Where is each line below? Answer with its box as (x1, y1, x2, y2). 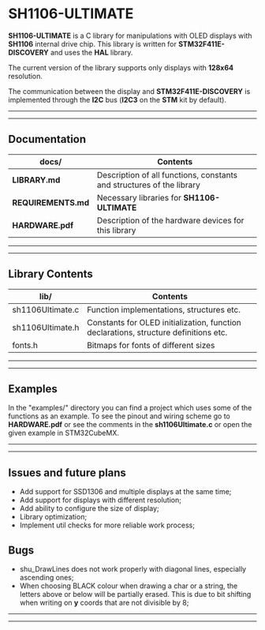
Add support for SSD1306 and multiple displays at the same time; (19, 487, 232, 497)
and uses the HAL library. (50, 47, 133, 57)
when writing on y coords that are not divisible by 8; (19, 598, 189, 607)
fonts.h (12, 339, 38, 351)
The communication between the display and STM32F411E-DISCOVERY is (8, 86, 251, 96)
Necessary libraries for (96, 192, 182, 203)
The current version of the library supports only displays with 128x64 (8, 62, 234, 72)
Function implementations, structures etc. (86, 304, 241, 315)
